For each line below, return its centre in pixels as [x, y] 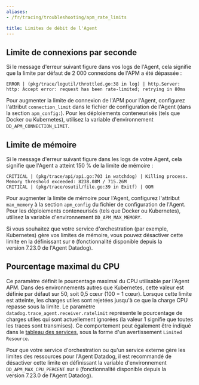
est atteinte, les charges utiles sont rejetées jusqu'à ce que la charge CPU [97, 300]
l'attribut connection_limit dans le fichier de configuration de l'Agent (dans [99, 107]
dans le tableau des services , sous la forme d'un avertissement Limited [94, 332]
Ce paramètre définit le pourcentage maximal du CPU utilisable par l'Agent [98, 281]
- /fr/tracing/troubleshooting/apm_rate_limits [67, 17]
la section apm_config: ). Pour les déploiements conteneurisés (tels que [93, 113]
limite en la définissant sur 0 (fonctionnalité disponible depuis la [84, 241]
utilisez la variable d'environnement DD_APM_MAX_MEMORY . [74, 217]
